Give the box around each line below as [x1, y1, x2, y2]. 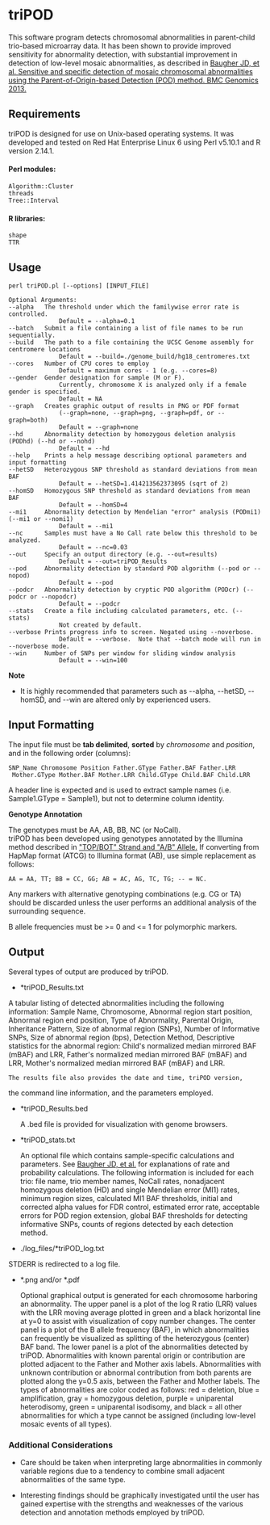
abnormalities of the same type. [19, 1474, 127, 1484]
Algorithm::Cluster [8, 182, 74, 191]
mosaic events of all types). [19, 1419, 112, 1429]
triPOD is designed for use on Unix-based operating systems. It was [8, 128, 235, 138]
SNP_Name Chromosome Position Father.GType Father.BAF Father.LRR [8, 763, 236, 772]
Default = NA [59, 394, 103, 403]
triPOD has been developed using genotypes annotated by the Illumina [8, 834, 243, 843]
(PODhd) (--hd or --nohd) [8, 437, 95, 445]
